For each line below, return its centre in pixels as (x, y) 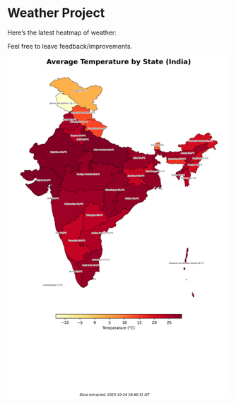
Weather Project (56, 13)
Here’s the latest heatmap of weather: (62, 32)
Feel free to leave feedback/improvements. (70, 46)
